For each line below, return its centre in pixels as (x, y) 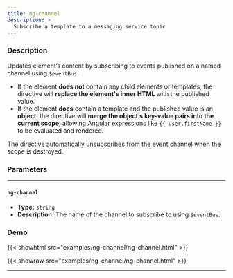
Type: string (36, 207)
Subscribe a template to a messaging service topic (90, 26)
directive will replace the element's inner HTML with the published (113, 93)
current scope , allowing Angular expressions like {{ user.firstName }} (119, 123)
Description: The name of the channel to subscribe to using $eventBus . (119, 214)
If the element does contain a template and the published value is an (115, 109)
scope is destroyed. (35, 151)
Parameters (27, 169)
